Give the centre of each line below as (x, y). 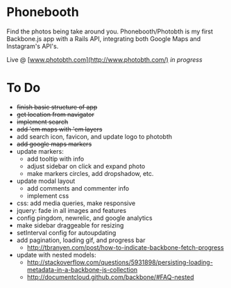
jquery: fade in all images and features (71, 210)
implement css (48, 195)
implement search (42, 122)
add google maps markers (54, 144)
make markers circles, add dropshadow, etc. (90, 173)
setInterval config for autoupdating (66, 232)
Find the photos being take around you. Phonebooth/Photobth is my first (110, 31)
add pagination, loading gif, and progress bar (81, 240)
